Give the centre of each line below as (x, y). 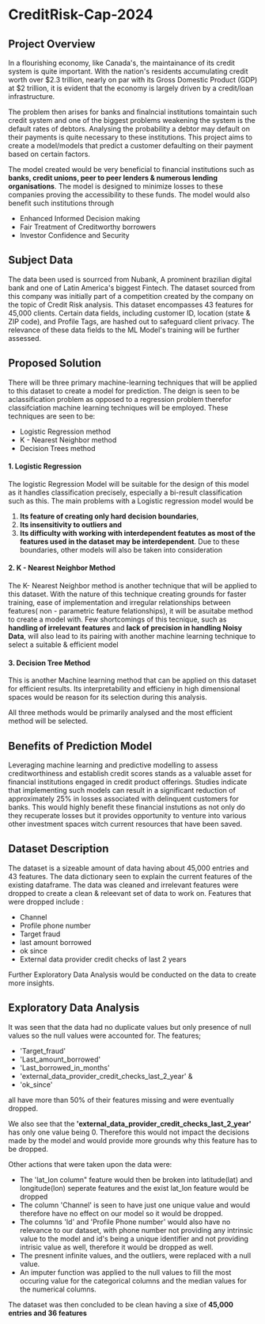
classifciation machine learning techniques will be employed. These (118, 408)
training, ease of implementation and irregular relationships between (119, 603)
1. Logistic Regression (45, 466)
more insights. (31, 983)
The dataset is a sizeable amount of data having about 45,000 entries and (129, 868)
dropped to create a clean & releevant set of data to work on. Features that (130, 893)
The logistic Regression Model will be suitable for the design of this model (129, 484)
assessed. (25, 338)
